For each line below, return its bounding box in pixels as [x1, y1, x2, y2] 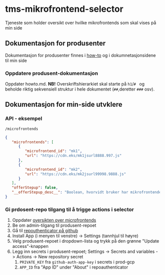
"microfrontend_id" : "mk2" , [25, 167, 82, 172]
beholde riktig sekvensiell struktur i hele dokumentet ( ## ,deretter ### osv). [5, 86, 155, 92]
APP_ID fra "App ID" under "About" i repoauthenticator [19, 264, 129, 270]
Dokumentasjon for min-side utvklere [5, 100, 123, 109]
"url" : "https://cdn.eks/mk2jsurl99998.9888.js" [25, 171, 126, 177]
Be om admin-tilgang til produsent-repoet [12, 222, 97, 228]
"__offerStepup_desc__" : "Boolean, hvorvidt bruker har [11, 190, 129, 195]
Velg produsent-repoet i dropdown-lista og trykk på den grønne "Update [12, 238, 160, 244]
